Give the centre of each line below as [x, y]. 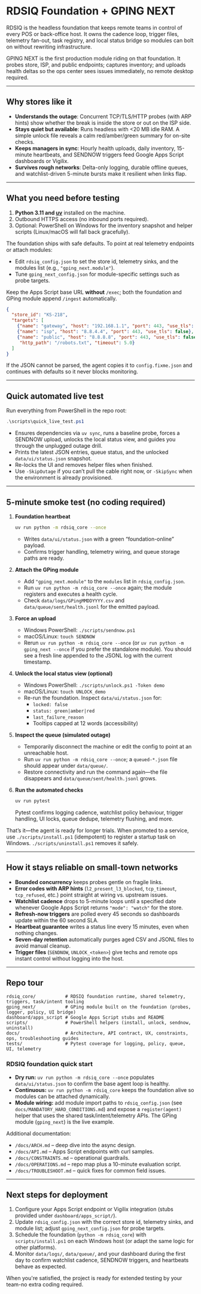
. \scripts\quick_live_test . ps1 [45, 422]
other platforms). [36, 1247]
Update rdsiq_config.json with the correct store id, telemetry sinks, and [104, 1222]
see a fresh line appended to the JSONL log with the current [98, 655]
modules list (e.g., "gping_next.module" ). [65, 267]
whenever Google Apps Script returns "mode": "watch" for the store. [99, 907]
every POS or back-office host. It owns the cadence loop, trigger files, [93, 34]
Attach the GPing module [47, 569]
